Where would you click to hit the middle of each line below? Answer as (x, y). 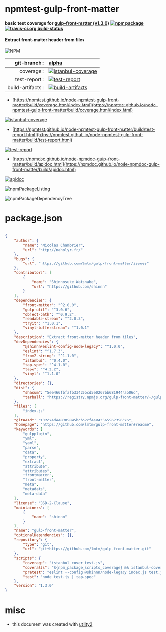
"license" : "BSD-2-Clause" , (43, 503)
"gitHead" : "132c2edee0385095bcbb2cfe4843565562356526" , (74, 420)
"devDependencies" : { (36, 342)
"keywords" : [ (28, 429)
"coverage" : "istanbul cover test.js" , (64, 563)
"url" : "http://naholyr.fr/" (53, 250)
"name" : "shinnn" (49, 517)
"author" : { (26, 240)
